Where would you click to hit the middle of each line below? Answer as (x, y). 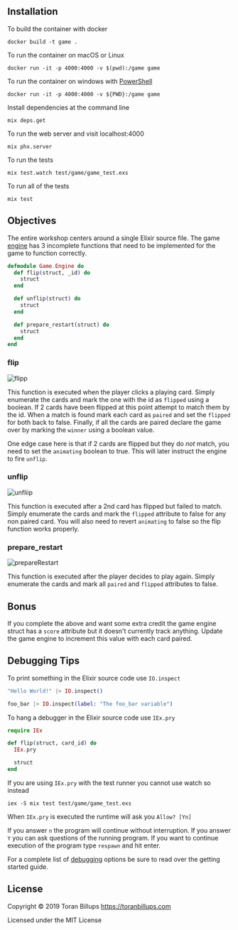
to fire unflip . (27, 458)
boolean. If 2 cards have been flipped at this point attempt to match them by (119, 407)
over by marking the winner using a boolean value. (81, 430)
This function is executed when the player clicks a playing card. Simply (111, 392)
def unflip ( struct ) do (47, 299)
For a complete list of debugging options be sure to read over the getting (114, 859)
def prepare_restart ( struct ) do (62, 325)
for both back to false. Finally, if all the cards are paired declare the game (114, 422)
